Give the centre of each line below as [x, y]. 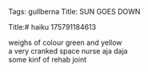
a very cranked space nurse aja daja [68, 51]
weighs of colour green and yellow [65, 42]
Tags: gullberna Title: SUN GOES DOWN [74, 12]
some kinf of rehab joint [48, 60]
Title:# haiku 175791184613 [52, 27]
